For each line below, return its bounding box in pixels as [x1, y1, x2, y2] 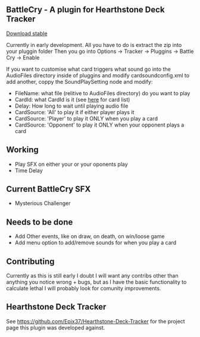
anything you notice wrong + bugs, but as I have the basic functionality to [6, 279, 187, 286]
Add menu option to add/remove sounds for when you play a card [14, 239, 177, 246]
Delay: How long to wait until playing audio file [14, 102, 129, 109]
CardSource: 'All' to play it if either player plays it [14, 108, 135, 115]
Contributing [6, 256, 55, 266]
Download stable [6, 30, 48, 37]
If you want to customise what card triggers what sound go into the [6, 65, 171, 73]
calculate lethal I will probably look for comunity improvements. [6, 285, 161, 292]
